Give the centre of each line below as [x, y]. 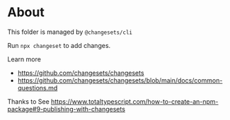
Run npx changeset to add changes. [59, 45]
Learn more [24, 59]
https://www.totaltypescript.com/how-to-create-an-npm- [134, 101]
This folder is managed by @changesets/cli [70, 32]
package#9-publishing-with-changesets [67, 109]
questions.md [38, 88]
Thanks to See [28, 101]
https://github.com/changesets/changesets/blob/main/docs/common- [120, 80]
